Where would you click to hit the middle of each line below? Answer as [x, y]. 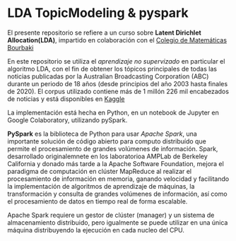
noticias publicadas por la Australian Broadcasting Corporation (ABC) [108, 76]
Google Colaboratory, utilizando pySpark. [67, 120]
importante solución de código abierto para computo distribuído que [107, 141]
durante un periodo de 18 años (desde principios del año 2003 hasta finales [118, 83]
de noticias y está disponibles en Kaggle [66, 99]
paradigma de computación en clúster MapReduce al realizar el [100, 171]
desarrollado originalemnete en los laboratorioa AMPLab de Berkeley [108, 156]
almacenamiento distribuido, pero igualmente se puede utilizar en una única [118, 222]
